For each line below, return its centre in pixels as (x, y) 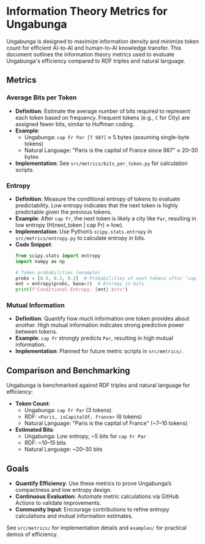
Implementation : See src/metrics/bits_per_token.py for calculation (101, 163)
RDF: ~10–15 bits (45, 443)
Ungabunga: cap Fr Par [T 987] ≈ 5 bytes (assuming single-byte (107, 137)
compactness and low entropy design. (63, 490)
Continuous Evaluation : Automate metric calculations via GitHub (97, 496)
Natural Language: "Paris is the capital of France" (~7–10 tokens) (106, 423)
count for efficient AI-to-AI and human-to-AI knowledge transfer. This (94, 48)
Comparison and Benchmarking (68, 370)
